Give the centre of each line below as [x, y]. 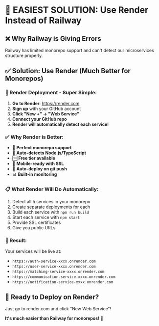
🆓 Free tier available [34, 158]
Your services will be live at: [33, 251]
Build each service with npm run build [51, 212]
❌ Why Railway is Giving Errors [53, 39]
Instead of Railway [43, 20]
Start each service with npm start [46, 217]
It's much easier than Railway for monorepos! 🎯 [54, 318]
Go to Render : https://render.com [46, 103]
